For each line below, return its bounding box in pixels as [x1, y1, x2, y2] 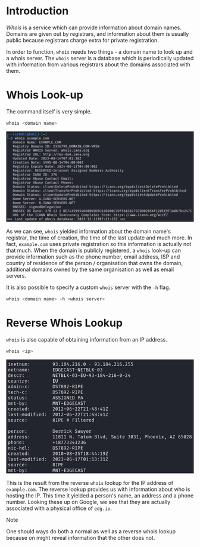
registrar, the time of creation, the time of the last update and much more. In [6, 234, 192, 241]
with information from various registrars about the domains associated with [6, 61, 190, 68]
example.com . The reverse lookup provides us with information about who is [6, 485, 190, 493]
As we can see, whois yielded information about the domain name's [6, 228, 171, 235]
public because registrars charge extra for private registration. [6, 36, 159, 44]
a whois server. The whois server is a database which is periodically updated [6, 54, 194, 62]
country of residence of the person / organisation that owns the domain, [6, 259, 183, 266]
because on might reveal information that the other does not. [6, 534, 155, 541]
